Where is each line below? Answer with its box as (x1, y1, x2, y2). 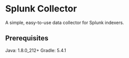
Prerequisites (5, 34, 49, 42)
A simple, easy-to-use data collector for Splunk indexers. (5, 19, 124, 25)
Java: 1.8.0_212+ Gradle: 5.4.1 (5, 47, 66, 53)
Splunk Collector (5, 3, 77, 14)
